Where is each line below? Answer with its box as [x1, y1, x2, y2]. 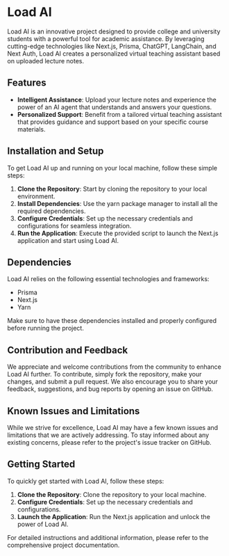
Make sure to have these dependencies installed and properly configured [7, 317, 217, 325]
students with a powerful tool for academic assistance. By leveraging [7, 34, 205, 42]
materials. [17, 125, 46, 133]
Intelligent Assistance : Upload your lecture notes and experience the [17, 95, 217, 104]
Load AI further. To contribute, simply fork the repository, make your [7, 370, 202, 379]
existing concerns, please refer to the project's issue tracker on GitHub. [7, 438, 212, 446]
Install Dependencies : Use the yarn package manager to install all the [17, 199, 218, 207]
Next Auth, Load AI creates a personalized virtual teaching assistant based [7, 49, 221, 58]
